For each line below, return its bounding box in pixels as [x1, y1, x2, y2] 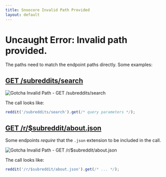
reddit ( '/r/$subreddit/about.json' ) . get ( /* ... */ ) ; [5, 166, 120, 172]
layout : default [5, 12, 40, 17]
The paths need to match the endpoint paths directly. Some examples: [5, 62, 153, 68]
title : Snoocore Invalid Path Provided [5, 7, 90, 13]
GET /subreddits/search [5, 76, 84, 85]
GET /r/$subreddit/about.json [5, 124, 102, 132]
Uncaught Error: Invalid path [5, 34, 128, 46]
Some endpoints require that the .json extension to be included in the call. [5, 137, 161, 143]
